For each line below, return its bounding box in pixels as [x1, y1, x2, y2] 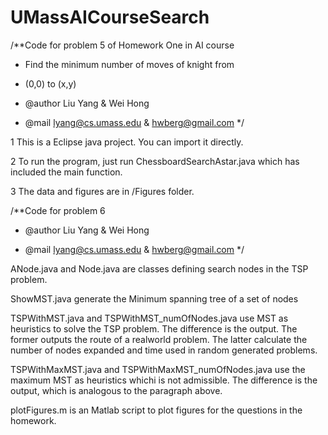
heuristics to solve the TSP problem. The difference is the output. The [10, 322, 298, 335]
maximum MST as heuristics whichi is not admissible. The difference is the [10, 374, 318, 386]
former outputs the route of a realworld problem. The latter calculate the [10, 333, 308, 345]
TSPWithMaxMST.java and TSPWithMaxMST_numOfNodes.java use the [10, 363, 306, 375]
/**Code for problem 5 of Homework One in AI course [10, 39, 235, 51]
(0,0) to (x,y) [24, 77, 77, 90]
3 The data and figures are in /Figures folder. [10, 185, 195, 197]
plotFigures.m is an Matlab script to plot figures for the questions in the [10, 404, 303, 416]
